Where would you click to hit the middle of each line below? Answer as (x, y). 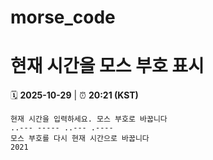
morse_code (63, 17)
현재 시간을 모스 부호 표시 (107, 66)
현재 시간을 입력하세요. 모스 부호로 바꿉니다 (89, 119)
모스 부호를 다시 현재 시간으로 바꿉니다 (80, 139)
